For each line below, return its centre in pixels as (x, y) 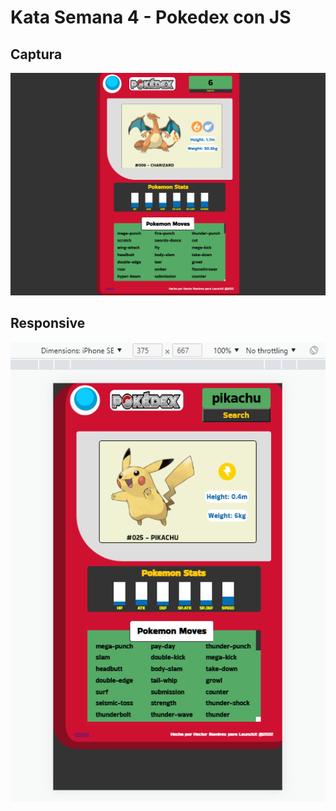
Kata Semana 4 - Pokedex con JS (151, 17)
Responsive (48, 323)
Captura (36, 54)
